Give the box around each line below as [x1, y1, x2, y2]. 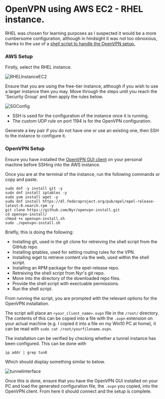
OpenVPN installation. [5, 300, 49, 306]
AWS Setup [5, 53, 33, 60]
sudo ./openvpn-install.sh [5, 220, 61, 225]
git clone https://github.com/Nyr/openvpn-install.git [5, 207, 120, 212]
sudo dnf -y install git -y [5, 186, 63, 191]
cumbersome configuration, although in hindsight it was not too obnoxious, [5, 35, 158, 41]
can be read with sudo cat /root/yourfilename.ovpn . [5, 326, 112, 332]
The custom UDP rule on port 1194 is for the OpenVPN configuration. [12, 118, 152, 124]
